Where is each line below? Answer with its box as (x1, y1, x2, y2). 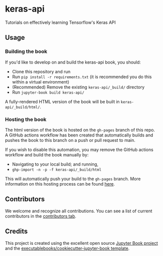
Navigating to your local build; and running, (12, 161, 98, 167)
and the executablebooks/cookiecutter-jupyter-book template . (5, 245, 130, 251)
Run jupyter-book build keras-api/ (12, 89, 84, 95)
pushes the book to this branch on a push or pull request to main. (5, 137, 136, 143)
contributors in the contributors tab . (5, 213, 77, 219)
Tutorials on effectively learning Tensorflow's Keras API (5, 19, 116, 25)
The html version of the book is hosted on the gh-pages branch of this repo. (5, 127, 155, 133)
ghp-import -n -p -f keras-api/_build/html (12, 167, 102, 172)
